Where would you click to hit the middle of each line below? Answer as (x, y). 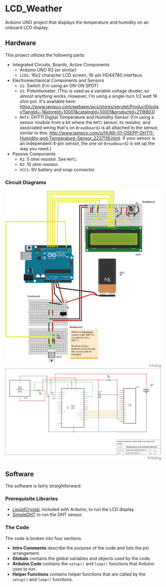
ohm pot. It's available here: (48, 101)
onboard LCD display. (27, 27)
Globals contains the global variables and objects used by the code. (82, 558)
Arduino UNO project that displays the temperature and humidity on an (77, 22)
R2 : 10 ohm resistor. (39, 164)
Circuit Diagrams (26, 182)
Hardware (21, 43)
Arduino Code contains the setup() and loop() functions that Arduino (83, 563)
